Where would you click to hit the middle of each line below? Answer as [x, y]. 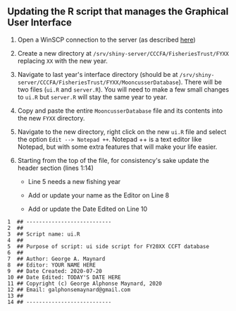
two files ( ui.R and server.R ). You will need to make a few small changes [123, 89]
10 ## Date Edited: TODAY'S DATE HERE [64, 277]
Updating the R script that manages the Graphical [118, 12]
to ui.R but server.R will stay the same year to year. [92, 97]
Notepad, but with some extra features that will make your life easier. [117, 147]
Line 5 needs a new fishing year [74, 181]
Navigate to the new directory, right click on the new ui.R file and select [122, 132]
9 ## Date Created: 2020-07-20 [55, 271]
